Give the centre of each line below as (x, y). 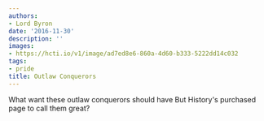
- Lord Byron (31, 24)
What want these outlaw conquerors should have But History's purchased (132, 99)
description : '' (36, 39)
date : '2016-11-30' (42, 31)
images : (22, 46)
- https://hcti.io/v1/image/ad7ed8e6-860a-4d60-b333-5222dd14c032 (123, 54)
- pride (22, 69)
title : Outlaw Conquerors (52, 76)
